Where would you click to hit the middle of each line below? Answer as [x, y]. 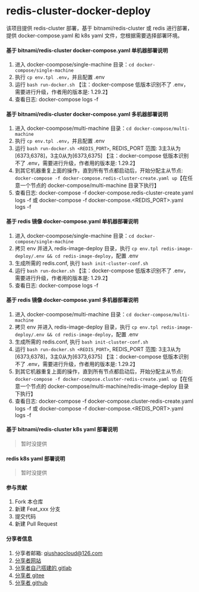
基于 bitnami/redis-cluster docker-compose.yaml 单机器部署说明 [87, 50]
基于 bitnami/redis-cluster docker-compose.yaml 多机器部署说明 [87, 114]
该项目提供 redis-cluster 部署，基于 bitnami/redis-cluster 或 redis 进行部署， [99, 28]
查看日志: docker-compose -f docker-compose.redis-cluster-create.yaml [104, 193]
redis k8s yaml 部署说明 [36, 459]
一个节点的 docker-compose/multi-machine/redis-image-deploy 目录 [104, 386]
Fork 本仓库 [29, 502]
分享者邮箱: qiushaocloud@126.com [59, 553]
